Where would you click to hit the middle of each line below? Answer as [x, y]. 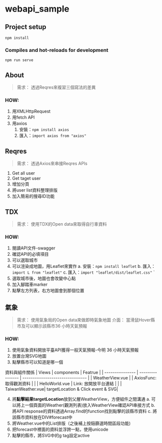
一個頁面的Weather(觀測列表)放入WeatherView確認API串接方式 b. [90, 405]
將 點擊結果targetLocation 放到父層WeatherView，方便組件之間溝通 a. [81, 399]
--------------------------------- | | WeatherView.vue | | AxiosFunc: [89, 378]
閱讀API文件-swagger [34, 248]
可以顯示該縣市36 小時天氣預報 [56, 326]
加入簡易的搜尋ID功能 [33, 196]
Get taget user [26, 179]
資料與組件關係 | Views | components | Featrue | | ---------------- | [72, 373]
